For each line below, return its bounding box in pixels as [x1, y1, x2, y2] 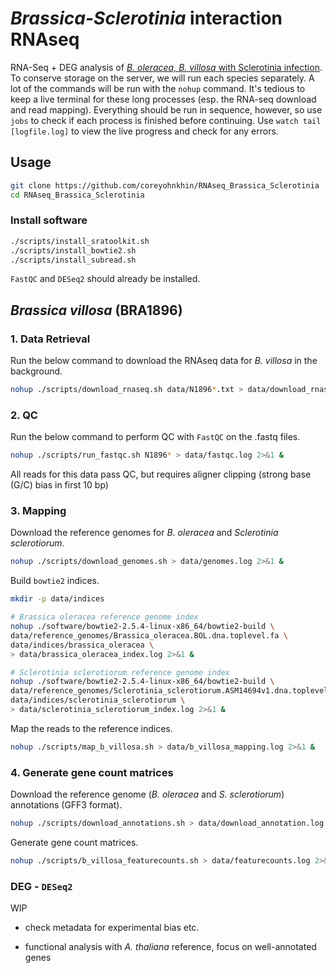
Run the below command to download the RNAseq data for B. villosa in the [10, 355, 318, 367]
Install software [10, 213, 88, 227]
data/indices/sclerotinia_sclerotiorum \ [10, 695, 186, 706]
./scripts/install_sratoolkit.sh [10, 236, 150, 246]
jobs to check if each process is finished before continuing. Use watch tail [10, 114, 322, 126]
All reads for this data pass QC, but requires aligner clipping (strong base [10, 468, 312, 481]
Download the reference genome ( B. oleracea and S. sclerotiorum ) [10, 788, 285, 801]
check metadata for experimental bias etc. [24, 922, 200, 934]
